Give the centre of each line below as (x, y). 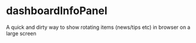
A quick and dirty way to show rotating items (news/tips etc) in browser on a (98, 27)
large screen (21, 33)
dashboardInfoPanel (57, 11)
